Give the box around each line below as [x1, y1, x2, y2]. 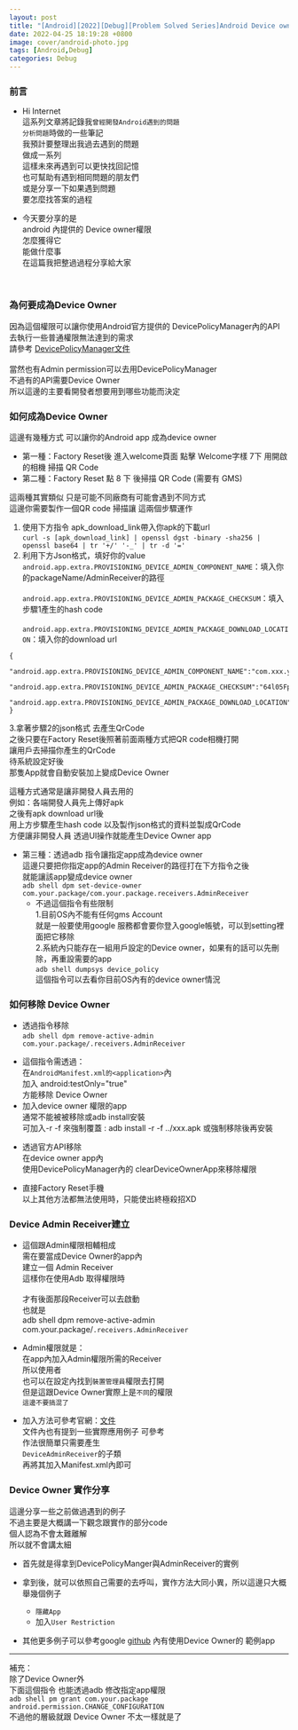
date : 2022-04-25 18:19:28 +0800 [9, 29, 133, 38]
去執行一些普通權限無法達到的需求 [9, 332, 134, 343]
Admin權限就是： [21, 1342, 85, 1354]
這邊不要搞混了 [21, 1399, 69, 1408]
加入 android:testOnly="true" [21, 1078, 128, 1089]
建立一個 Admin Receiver [21, 1262, 114, 1273]
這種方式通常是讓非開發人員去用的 [9, 786, 134, 796]
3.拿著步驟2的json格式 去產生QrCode [9, 723, 145, 733]
